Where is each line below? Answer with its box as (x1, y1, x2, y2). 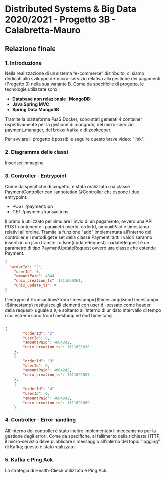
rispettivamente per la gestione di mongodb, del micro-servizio (5, 121, 134, 127)
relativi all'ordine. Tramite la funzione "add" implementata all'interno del (5, 229, 152, 235)
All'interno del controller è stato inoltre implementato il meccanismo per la (5, 428, 156, 434)
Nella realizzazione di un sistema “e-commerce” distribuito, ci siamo (5, 70, 145, 76)
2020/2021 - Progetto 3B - (5, 14, 116, 25)
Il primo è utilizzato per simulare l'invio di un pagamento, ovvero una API (5, 218, 153, 224)
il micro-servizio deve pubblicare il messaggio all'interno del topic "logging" (5, 438, 160, 444)
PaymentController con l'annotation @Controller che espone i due (5, 189, 140, 195)
